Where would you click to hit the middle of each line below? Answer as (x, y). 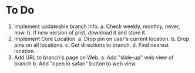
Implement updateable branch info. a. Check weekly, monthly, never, (97, 26)
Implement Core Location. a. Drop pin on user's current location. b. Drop (101, 39)
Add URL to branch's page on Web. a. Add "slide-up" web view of (94, 57)
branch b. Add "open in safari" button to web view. (75, 63)
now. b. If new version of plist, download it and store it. (80, 32)
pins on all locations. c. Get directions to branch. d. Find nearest (91, 45)
